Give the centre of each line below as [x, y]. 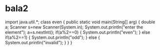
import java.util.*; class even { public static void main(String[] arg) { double [80, 22]
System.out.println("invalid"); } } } [39, 42]
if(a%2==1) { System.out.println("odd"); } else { [52, 37]
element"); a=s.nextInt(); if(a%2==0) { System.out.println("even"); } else [78, 32]
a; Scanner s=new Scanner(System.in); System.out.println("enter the [74, 27]
